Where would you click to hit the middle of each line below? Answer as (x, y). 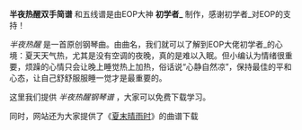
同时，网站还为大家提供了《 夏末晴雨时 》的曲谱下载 (104, 116)
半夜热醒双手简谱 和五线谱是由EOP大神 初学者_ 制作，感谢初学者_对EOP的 (146, 14)
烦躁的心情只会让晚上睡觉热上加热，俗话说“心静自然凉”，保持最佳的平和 (158, 67)
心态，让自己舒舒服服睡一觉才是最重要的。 (88, 78)
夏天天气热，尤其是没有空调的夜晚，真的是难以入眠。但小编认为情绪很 (155, 56)
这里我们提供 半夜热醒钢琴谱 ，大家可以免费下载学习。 (110, 97)
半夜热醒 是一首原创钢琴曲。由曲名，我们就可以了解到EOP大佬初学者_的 (142, 44)
